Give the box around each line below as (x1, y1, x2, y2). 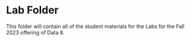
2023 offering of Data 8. (6, 29, 65, 36)
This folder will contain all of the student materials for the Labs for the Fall (6, 23, 185, 30)
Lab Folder (6, 3, 59, 17)
